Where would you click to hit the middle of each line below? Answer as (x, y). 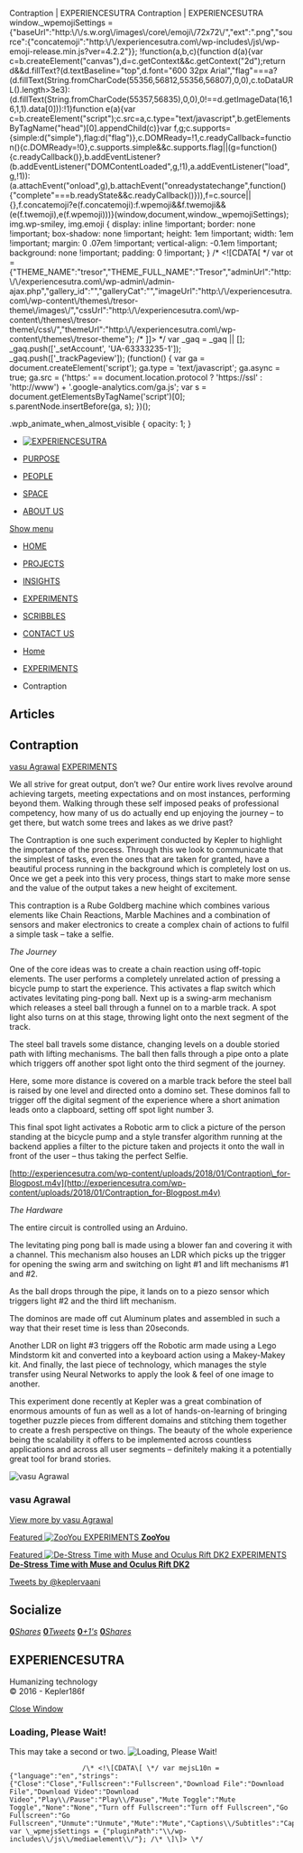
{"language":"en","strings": (64, 1776)
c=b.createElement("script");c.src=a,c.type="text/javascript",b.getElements (150, 118)
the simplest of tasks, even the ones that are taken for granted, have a (139, 859)
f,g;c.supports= (202, 128)
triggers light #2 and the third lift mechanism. (93, 1301)
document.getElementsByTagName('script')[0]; (97, 397)
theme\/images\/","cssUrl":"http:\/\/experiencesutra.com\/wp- (124, 310)
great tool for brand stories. (60, 1459)
